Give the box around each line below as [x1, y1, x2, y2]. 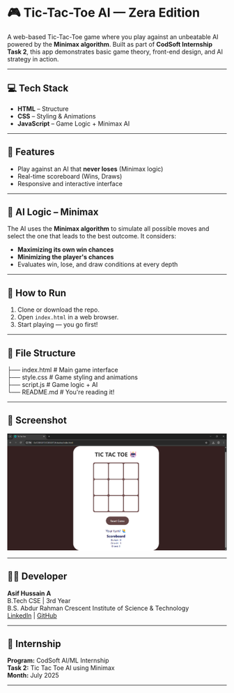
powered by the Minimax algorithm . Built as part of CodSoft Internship [7, 40, 212, 48]
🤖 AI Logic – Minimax [7, 206, 99, 218]
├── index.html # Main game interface [7, 366, 118, 374]
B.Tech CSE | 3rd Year [7, 596, 71, 604]
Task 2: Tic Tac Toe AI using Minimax [7, 664, 115, 672]
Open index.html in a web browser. [17, 313, 119, 321]
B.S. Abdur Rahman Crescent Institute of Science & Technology [7, 604, 189, 612]
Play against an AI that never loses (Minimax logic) [17, 165, 164, 173]
